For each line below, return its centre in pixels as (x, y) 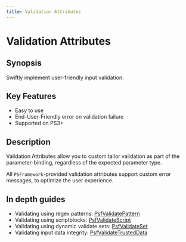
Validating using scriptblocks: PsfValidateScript (73, 220)
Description (28, 142)
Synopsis (24, 63)
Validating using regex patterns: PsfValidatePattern (77, 214)
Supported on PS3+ (39, 123)
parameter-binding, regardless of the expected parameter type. (84, 163)
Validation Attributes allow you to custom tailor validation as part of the (93, 156)
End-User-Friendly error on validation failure (69, 117)
